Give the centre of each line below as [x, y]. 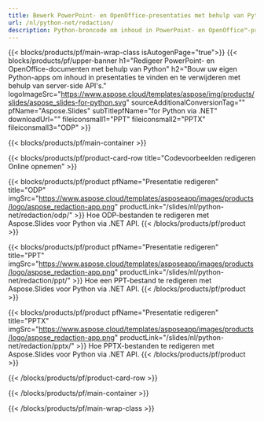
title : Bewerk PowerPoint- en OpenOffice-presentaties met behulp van [126, 15]
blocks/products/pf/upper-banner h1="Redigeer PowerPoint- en [111, 61]
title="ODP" [27, 190]
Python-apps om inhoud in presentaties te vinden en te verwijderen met [125, 78]
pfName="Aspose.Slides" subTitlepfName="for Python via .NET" [113, 111]
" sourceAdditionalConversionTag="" [186, 102]
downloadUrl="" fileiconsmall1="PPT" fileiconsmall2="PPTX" [107, 120]
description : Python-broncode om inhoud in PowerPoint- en [107, 30]
